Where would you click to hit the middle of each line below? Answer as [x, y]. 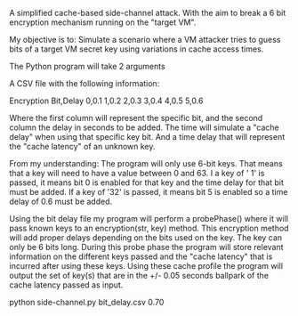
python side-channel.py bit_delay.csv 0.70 [87, 302]
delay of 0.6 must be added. [61, 201]
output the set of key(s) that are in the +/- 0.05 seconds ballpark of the [139, 275]
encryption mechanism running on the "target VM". [103, 22]
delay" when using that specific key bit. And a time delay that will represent [147, 137]
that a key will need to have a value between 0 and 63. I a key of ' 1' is [137, 173]
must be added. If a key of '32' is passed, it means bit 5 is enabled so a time [149, 192]
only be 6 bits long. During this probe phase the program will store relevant [146, 247]
